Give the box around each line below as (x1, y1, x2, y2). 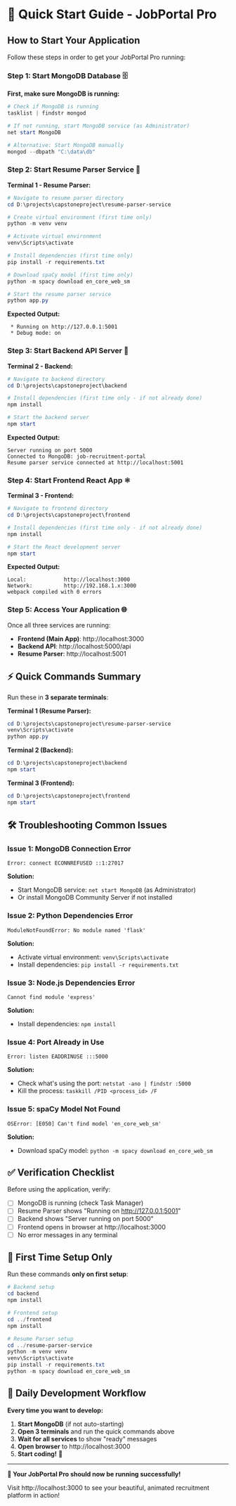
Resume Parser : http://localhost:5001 (17, 649, 126, 658)
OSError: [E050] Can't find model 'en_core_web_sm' (7, 1120, 162, 1128)
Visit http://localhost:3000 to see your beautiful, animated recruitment (7, 1483, 209, 1492)
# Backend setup (7, 1284, 55, 1291)
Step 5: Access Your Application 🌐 (7, 605, 128, 615)
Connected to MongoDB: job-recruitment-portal (7, 453, 146, 460)
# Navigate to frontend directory (7, 505, 109, 512)
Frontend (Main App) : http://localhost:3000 (17, 634, 145, 643)
